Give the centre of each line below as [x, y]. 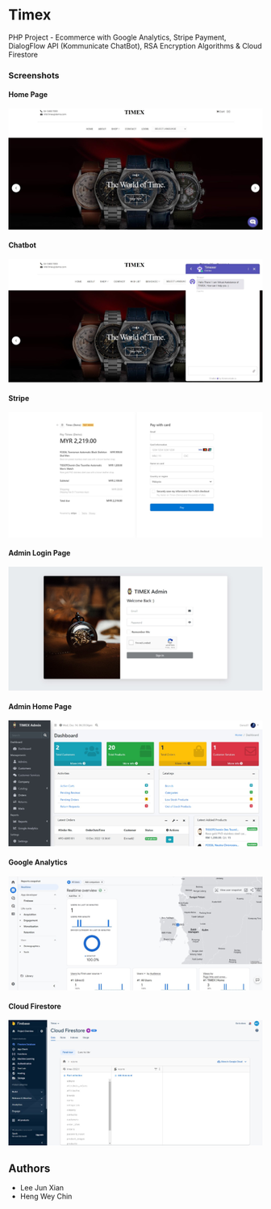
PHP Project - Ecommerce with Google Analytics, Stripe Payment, [118, 37]
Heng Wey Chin [46, 1196]
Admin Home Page [40, 706]
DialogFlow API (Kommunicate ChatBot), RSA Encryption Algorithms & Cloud [135, 45]
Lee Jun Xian [42, 1188]
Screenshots [34, 75]
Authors [29, 1168]
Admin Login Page [40, 553]
